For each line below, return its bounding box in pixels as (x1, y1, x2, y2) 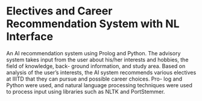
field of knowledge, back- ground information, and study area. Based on (6, 62, 186, 70)
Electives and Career (6, 4, 113, 18)
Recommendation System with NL (6, 17, 180, 31)
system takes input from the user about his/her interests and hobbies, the (6, 56, 189, 63)
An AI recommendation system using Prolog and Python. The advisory (6, 49, 181, 57)
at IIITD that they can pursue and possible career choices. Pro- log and (6, 75, 183, 82)
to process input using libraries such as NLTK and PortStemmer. (6, 88, 165, 95)
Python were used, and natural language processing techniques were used (6, 81, 193, 88)
